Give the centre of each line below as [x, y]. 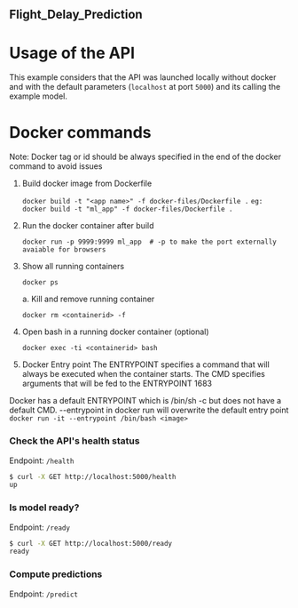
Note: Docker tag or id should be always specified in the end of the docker [145, 157]
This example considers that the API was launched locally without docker [143, 77]
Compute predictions [56, 574]
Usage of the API [72, 53]
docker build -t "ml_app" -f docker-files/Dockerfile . [127, 209]
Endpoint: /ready [40, 527]
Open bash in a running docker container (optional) [116, 332]
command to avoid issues [56, 166]
